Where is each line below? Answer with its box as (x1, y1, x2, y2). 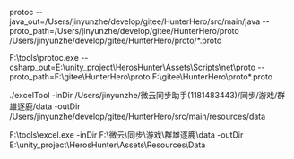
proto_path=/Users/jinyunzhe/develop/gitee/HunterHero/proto (9, 26, 239, 36)
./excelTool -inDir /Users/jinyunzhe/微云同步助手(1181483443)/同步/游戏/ (9, 90, 278, 100)
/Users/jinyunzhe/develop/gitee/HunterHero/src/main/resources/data (9, 111, 266, 121)
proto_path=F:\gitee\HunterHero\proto (9, 71, 151, 82)
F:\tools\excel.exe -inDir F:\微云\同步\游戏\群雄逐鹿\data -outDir (9, 130, 244, 140)
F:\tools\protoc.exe (9, 53, 79, 63)
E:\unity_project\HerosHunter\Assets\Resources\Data (9, 139, 206, 150)
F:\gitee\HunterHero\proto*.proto (151, 71, 273, 82)
